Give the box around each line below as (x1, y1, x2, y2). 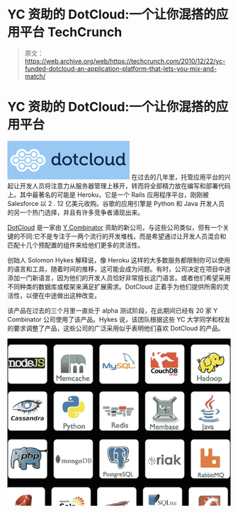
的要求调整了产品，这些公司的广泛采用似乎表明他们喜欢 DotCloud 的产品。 (7, 323, 225, 333)
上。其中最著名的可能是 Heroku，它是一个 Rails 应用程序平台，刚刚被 (7, 190, 209, 199)
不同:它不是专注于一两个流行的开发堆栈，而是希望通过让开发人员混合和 (19, 231, 227, 241)
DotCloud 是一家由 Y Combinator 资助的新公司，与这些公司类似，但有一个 (7, 223, 223, 231)
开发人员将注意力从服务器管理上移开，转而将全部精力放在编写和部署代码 (19, 181, 231, 190)
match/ (24, 71, 46, 80)
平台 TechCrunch (20, 24, 123, 40)
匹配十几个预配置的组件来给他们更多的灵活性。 (7, 241, 144, 249)
